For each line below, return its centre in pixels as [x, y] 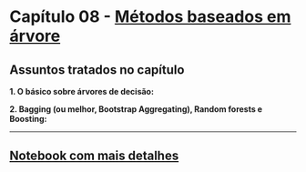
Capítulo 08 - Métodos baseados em [150, 17]
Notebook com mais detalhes [94, 156]
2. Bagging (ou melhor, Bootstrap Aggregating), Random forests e [136, 109]
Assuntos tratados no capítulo [97, 70]
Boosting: [28, 119]
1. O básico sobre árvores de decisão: [82, 91]
